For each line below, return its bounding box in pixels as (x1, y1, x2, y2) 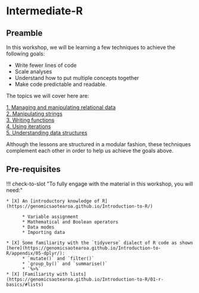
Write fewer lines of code (14, 61, 77, 69)
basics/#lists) (6, 282, 44, 288)
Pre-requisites (6, 164, 61, 174)
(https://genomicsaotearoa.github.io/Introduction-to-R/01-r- (6, 276, 164, 282)
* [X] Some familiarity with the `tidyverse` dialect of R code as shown (6, 240, 194, 246)
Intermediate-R (6, 4, 83, 18)
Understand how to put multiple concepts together (14, 75, 139, 81)
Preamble (6, 28, 43, 38)
